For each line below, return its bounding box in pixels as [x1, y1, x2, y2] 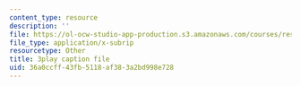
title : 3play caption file [9, 55, 110, 64]
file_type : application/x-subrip [9, 38, 134, 47]
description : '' [9, 21, 70, 30]
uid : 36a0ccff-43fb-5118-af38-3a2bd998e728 [9, 64, 175, 73]
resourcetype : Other [9, 47, 87, 56]
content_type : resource [9, 13, 99, 22]
